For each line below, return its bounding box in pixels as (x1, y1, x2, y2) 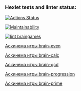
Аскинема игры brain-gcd (5, 62, 59, 68)
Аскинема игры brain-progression (5, 71, 75, 77)
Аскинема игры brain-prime (5, 80, 62, 86)
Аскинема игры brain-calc (5, 52, 60, 58)
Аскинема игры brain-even (5, 43, 61, 49)
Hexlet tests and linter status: (5, 4, 77, 11)
